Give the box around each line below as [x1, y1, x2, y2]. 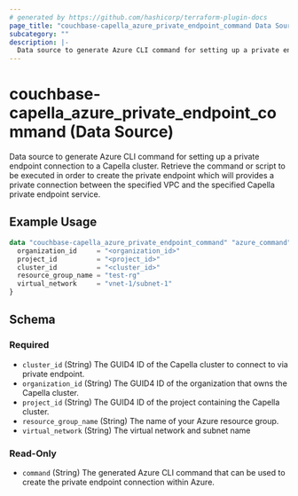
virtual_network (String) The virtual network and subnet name [21, 425, 251, 436]
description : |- [9, 37, 69, 47]
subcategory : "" [9, 29, 69, 38]
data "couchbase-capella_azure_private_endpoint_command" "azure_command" [9, 238, 292, 247]
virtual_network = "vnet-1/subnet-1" [17, 279, 173, 288]
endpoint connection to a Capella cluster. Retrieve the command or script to [9, 161, 286, 171]
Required [9, 339, 50, 351]
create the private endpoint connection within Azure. [21, 476, 216, 487]
